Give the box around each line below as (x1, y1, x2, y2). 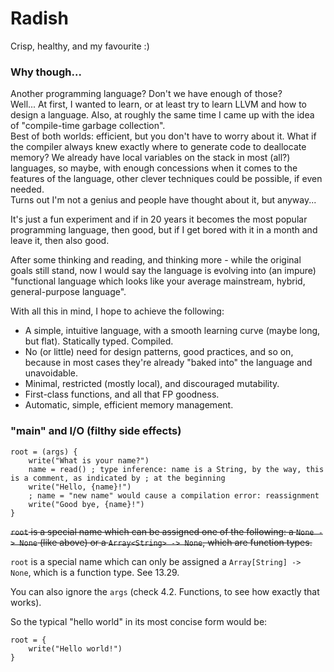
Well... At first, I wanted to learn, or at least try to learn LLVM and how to (10, 98, 307, 111)
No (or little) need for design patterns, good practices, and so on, (24, 346, 294, 358)
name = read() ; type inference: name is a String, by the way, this (28, 464, 325, 474)
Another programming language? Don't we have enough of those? (10, 88, 283, 100)
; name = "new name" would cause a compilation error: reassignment (28, 490, 320, 501)
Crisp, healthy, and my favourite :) (10, 40, 150, 52)
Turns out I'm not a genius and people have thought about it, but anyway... (10, 194, 317, 206)
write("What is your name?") (28, 455, 150, 466)
